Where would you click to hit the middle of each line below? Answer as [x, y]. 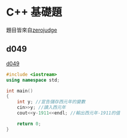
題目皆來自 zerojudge [32, 30]
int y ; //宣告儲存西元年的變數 [51, 102]
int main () [20, 91]
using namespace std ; [33, 80]
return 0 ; [29, 124]
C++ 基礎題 [34, 12]
